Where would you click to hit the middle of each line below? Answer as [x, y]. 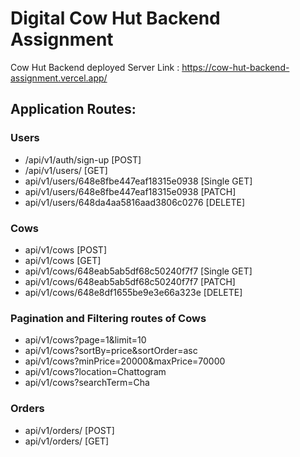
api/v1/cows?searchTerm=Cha [87, 383]
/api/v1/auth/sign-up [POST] [83, 159]
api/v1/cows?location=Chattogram [95, 372]
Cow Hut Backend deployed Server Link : [95, 67]
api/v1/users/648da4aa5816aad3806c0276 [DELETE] [135, 202]
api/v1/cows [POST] [66, 249]
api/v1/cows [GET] [63, 260]
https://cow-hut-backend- [235, 67]
